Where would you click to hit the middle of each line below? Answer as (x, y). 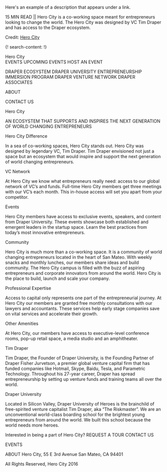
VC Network (18, 171)
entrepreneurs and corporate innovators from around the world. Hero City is (83, 273)
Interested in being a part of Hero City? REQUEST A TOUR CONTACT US (80, 435)
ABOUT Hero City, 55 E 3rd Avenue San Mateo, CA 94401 (64, 454)
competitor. (17, 197)
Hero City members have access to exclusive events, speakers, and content (83, 216)
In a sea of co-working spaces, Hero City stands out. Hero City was (75, 146)
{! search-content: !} (26, 47)
